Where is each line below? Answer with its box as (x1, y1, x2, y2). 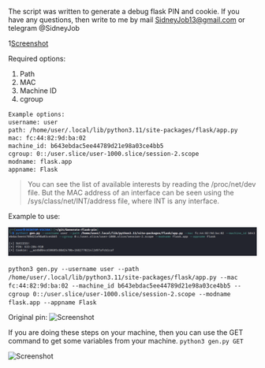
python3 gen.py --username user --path (8, 266, 140, 273)
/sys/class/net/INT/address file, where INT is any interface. (27, 196, 219, 206)
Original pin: (8, 313, 48, 322)
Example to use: (8, 212, 61, 221)
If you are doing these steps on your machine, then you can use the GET (8, 328, 244, 337)
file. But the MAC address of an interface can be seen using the (27, 188, 234, 197)
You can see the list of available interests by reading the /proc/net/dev (27, 180, 256, 188)
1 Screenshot (8, 39, 49, 48)
